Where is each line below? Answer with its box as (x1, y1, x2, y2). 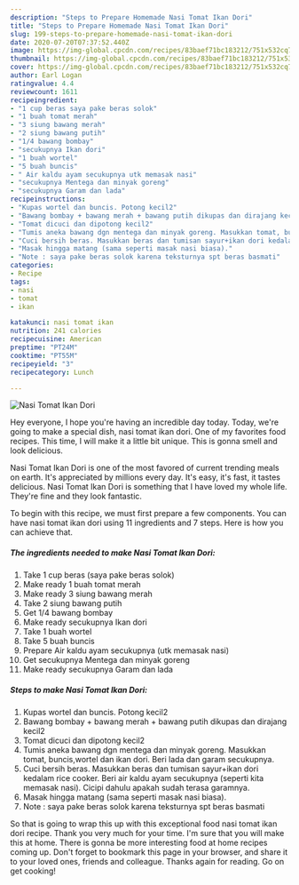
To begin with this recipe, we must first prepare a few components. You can (10, 508, 287, 519)
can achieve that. (10, 527, 74, 538)
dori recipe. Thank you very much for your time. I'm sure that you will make (10, 828, 285, 839)
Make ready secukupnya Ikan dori (22, 617, 147, 627)
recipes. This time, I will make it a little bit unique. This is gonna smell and (10, 436, 278, 447)
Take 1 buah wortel (22, 626, 92, 637)
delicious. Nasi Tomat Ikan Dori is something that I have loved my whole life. (10, 482, 287, 492)
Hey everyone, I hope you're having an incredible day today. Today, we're (10, 417, 279, 427)
